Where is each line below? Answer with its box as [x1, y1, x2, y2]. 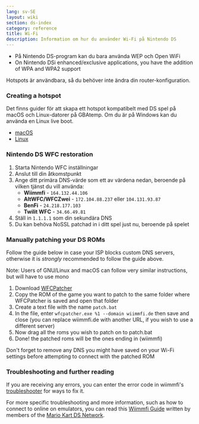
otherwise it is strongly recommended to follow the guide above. [6, 255, 164, 262]
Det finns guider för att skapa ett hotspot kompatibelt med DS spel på [6, 105, 176, 112]
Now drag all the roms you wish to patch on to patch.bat [14, 328, 153, 336]
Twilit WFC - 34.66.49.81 [23, 208, 86, 215]
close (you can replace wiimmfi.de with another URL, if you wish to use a [14, 316, 194, 323]
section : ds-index [6, 20, 52, 26]
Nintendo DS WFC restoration [6, 150, 93, 159]
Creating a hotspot [6, 91, 61, 100]
